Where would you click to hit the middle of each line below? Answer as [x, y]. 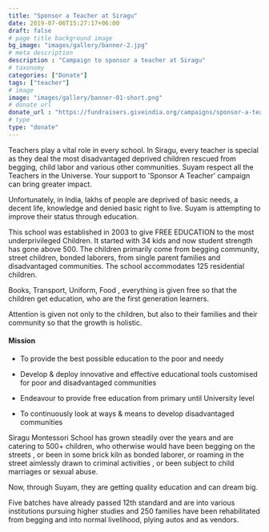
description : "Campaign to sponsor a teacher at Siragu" [107, 61]
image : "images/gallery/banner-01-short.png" [85, 98]
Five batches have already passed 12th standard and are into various [122, 502]
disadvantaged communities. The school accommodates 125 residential [126, 266]
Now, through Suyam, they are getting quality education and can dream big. [133, 487]
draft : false [30, 30]
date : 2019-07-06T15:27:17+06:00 [64, 23]
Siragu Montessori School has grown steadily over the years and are [121, 438]
